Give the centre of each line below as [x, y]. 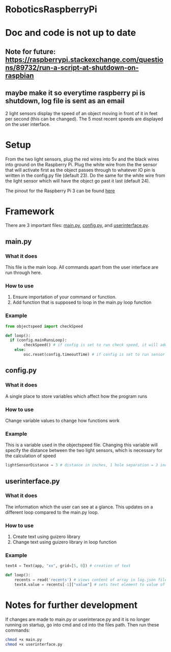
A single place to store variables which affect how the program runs [76, 396]
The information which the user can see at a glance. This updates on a [79, 507]
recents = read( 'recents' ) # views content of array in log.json [85, 580]
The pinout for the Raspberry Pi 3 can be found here [60, 191]
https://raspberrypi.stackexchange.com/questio [84, 60]
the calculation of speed [31, 456]
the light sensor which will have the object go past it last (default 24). [78, 181]
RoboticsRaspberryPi [51, 9]
